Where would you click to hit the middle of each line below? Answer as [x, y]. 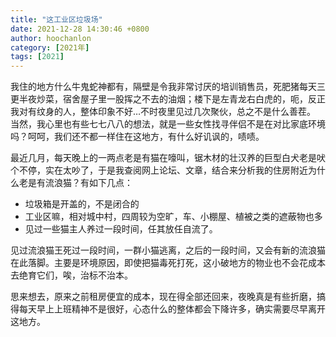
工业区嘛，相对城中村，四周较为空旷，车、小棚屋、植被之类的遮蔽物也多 [173, 217]
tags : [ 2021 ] [37, 57]
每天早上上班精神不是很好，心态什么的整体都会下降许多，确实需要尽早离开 [172, 309]
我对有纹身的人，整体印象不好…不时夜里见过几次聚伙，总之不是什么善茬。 [163, 112]
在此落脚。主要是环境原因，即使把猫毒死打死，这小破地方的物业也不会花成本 [168, 263]
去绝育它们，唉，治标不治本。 [71, 275]
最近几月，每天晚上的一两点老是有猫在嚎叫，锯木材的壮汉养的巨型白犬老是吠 [168, 158]
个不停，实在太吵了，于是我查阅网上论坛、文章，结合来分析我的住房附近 [159, 170]
